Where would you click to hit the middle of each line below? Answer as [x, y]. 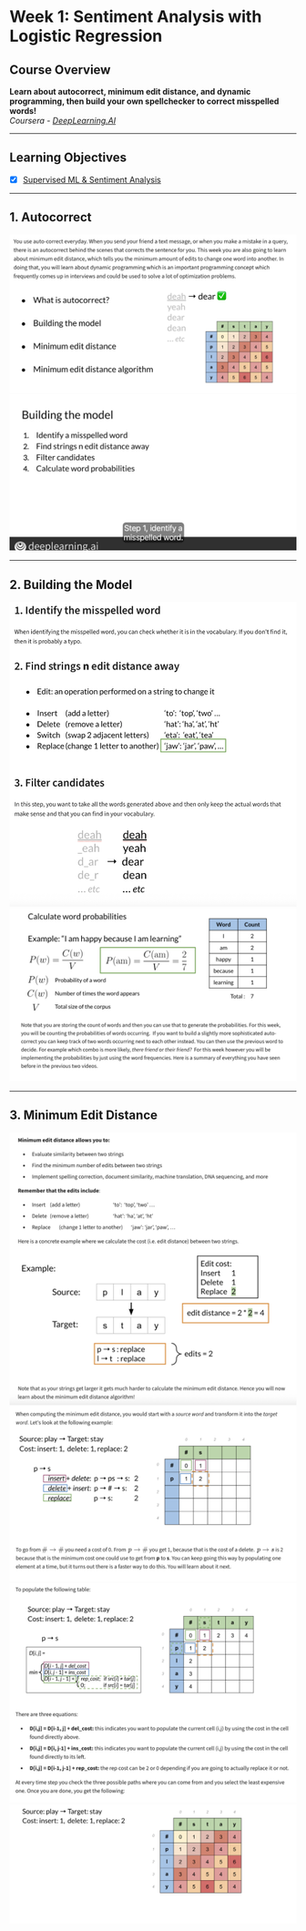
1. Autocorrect [51, 217]
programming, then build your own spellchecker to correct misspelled [144, 101]
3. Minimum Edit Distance [83, 1116]
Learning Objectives [68, 158]
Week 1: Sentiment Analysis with [136, 17]
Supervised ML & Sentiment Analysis [92, 179]
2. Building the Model [71, 584]
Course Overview [60, 70]
